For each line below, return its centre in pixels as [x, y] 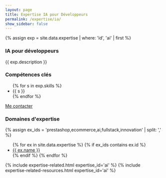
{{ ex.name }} [26, 150]
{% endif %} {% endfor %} [40, 155]
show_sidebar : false [27, 24]
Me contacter [19, 106]
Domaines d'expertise [32, 119]
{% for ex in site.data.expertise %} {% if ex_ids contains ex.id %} [79, 145]
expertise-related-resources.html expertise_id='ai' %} [61, 170]
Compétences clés [28, 74]
